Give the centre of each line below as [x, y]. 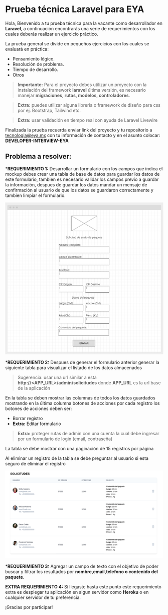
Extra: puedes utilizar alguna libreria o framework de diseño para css [89, 105]
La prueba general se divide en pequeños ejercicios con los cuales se [77, 43]
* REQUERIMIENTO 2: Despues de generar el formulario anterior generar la [82, 362]
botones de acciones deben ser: [39, 408]
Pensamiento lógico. [34, 58]
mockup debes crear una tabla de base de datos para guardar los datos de [82, 174]
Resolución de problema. [38, 64]
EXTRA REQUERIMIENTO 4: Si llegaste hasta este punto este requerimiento [83, 587]
